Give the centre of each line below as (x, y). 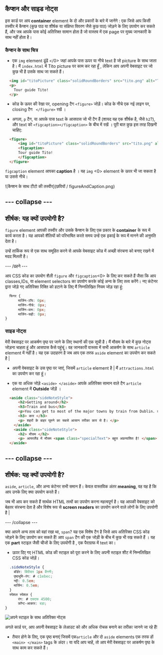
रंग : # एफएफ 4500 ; (35, 599)
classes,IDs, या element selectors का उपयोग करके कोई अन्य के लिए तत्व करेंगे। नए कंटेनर (81, 281)
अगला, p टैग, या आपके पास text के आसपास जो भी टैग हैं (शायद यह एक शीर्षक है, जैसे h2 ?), (84, 119)
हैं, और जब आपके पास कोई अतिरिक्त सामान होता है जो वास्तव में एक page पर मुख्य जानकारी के (78, 32)
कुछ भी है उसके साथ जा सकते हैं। (38, 72)
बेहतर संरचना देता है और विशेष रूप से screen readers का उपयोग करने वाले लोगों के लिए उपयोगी (81, 507)
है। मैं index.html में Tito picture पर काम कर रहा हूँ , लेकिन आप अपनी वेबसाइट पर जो (82, 66)
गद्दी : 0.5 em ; (24, 581)
